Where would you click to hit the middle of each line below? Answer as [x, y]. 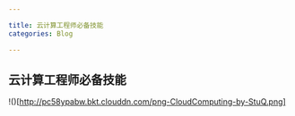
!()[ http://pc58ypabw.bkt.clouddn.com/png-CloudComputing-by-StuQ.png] [147, 102]
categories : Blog [41, 33]
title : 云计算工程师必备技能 [56, 25]
